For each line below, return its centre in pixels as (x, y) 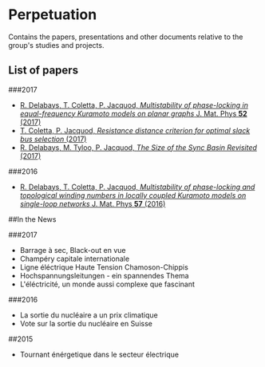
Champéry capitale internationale (75, 258)
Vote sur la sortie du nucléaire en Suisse (86, 323)
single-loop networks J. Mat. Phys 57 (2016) (93, 203)
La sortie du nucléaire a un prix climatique (89, 315)
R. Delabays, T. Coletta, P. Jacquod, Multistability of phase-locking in (134, 105)
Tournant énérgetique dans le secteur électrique (99, 354)
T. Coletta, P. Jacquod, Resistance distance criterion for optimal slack (135, 130)
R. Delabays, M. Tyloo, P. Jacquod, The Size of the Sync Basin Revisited (138, 147)
